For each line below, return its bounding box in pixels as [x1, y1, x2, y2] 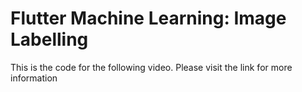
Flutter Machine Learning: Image [10, 7, 287, 30]
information [10, 72, 58, 84]
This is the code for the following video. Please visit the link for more [10, 61, 293, 73]
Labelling [10, 28, 89, 51]
